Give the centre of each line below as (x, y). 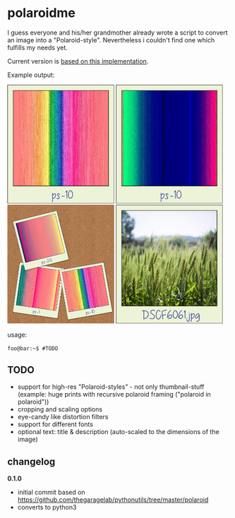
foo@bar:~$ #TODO (33, 348)
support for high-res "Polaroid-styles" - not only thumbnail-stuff (111, 387)
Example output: (31, 75)
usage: (17, 335)
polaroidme (42, 13)
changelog (31, 461)
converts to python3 (47, 507)
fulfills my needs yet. (38, 47)
